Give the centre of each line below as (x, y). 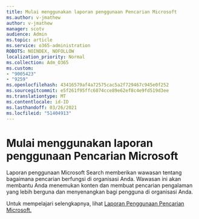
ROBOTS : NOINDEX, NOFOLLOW (40, 51)
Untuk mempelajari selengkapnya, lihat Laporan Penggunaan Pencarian (95, 204)
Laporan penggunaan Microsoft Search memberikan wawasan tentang (94, 172)
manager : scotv (25, 29)
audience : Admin (27, 34)
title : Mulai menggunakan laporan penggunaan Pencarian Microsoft (92, 12)
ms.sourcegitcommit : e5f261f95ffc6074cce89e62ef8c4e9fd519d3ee (88, 91)
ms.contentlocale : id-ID (38, 102)
